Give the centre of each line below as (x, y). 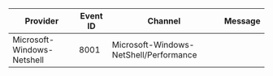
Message (242, 21)
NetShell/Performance (154, 55)
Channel (164, 21)
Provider (42, 21)
